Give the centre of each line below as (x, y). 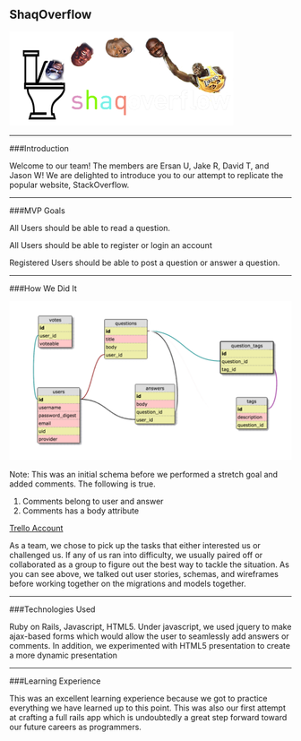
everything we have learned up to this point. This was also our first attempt (148, 708)
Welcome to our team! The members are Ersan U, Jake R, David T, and (139, 166)
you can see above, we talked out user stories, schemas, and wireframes (144, 574)
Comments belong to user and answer (93, 502)
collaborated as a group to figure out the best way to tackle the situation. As (149, 564)
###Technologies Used (52, 609)
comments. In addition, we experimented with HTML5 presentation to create (150, 646)
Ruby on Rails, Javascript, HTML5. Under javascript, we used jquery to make (150, 627)
